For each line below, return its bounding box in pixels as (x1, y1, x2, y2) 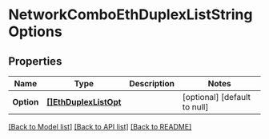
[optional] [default (182, 92, 251, 102)
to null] (182, 101, 209, 113)
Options (8, 22, 62, 41)
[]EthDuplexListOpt (46, 97, 122, 107)
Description (129, 78, 175, 89)
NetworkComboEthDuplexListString (8, 6, 253, 24)
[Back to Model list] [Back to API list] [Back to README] (8, 122, 192, 131)
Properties (8, 54, 62, 68)
